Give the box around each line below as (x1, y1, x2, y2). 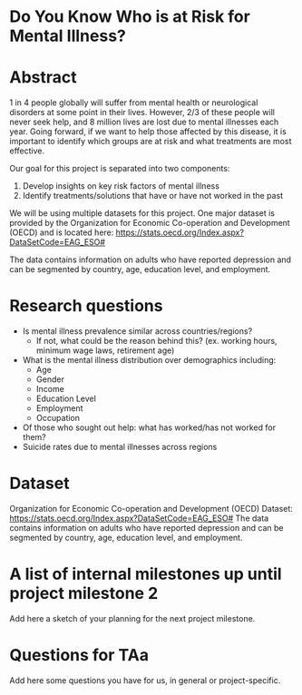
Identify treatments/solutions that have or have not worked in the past (22, 191, 284, 201)
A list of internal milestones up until (9, 564, 283, 584)
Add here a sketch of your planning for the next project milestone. (9, 612, 256, 623)
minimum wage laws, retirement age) (35, 345, 175, 356)
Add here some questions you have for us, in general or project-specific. (9, 674, 281, 686)
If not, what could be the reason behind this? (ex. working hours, (35, 336, 278, 347)
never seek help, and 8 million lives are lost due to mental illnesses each (9, 116, 279, 128)
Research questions (9, 296, 163, 317)
